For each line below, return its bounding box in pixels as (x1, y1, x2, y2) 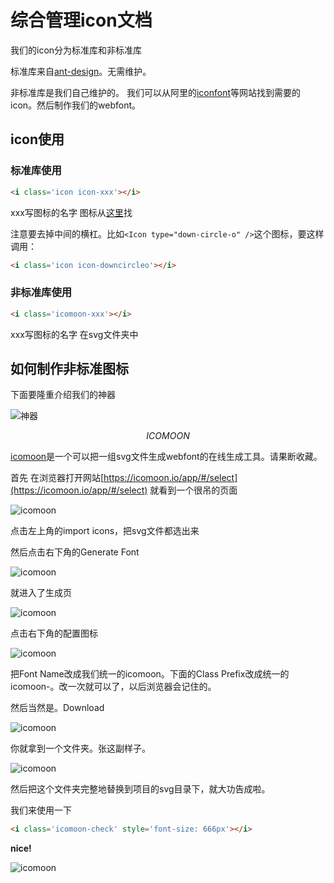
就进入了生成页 (10, 587, 72, 599)
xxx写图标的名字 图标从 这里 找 (10, 206, 133, 218)
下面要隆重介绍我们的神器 (10, 389, 116, 401)
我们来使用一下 (10, 804, 72, 816)
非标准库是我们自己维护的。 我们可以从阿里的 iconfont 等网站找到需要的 (10, 86, 302, 98)
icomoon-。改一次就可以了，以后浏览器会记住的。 (10, 681, 217, 693)
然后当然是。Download (10, 702, 105, 714)
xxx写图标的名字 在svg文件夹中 (10, 328, 139, 340)
